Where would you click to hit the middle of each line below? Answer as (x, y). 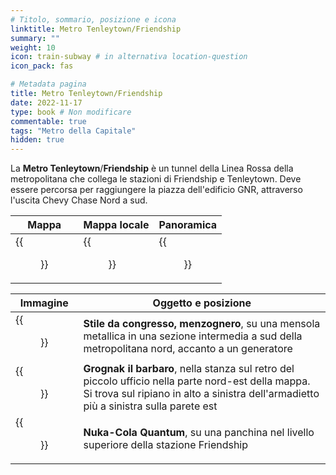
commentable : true (48, 121)
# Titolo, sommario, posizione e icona (93, 19)
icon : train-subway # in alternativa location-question (129, 57)
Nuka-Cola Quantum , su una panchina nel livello (199, 433)
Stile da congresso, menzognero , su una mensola (202, 324)
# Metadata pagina (48, 84)
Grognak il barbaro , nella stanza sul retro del (189, 369)
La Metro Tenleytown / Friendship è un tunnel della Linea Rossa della (152, 168)
